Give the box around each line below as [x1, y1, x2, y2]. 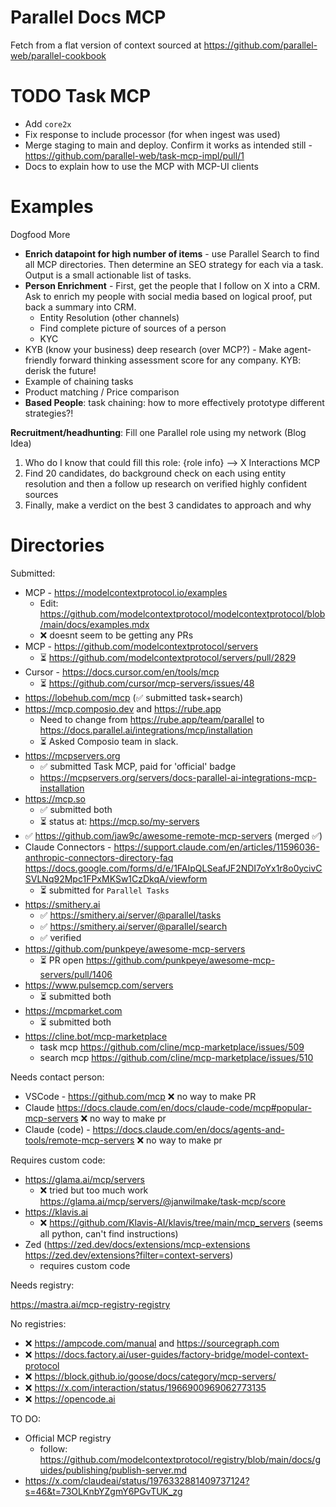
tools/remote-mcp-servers [24, 1134, 135, 1146]
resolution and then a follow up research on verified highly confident [24, 477, 307, 490]
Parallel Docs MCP [10, 6, 167, 29]
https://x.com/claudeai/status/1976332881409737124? [24, 1474, 250, 1486]
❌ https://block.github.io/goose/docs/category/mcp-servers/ [24, 1370, 277, 1382]
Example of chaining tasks [24, 375, 134, 387]
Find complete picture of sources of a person [39, 322, 227, 334]
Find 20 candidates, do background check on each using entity [24, 467, 287, 479]
